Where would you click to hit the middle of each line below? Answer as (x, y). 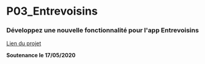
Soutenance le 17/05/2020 (41, 55)
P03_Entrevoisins (52, 11)
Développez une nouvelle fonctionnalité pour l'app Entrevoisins (102, 30)
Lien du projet (24, 43)
